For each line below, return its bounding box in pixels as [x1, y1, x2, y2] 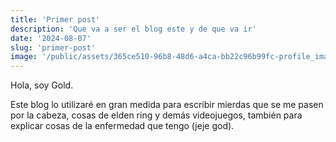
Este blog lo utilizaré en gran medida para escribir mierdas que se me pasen [10, 99, 324, 111]
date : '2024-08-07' [10, 33, 92, 43]
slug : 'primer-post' [10, 42, 97, 53]
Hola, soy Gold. [10, 79, 74, 91]
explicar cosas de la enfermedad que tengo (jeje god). [10, 120, 235, 132]
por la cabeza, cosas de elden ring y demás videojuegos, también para [10, 109, 303, 121]
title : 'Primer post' [10, 14, 101, 25]
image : [10, 52, 38, 62]
